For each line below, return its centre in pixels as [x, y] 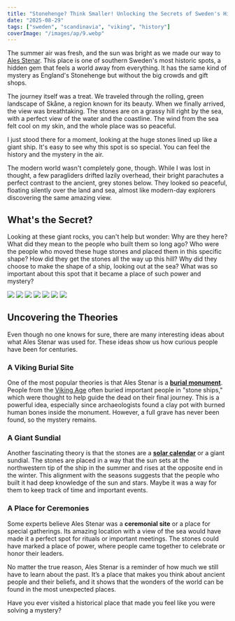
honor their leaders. [36, 553]
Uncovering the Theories [63, 318]
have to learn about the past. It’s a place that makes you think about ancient [116, 574]
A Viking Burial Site [41, 367]
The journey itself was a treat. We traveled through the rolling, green [106, 97]
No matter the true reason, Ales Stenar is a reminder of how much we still [113, 566]
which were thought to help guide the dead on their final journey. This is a [113, 398]
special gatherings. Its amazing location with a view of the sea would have [114, 531]
